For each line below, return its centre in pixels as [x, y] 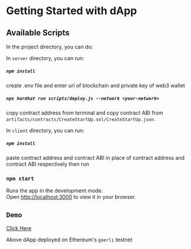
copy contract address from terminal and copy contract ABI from [85, 113]
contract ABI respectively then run [48, 164]
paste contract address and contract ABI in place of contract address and [95, 158]
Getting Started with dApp [72, 11]
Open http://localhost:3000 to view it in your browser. [71, 197]
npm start [20, 178]
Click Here [19, 228]
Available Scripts [38, 33]
